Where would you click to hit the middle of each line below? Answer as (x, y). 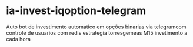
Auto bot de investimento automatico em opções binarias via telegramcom (96, 27)
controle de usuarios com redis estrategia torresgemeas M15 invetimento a (97, 32)
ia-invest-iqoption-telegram (76, 11)
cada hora (19, 39)
